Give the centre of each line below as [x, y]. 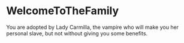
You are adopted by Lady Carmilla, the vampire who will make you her [92, 27]
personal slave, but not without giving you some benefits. [77, 33]
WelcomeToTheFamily [63, 11]
